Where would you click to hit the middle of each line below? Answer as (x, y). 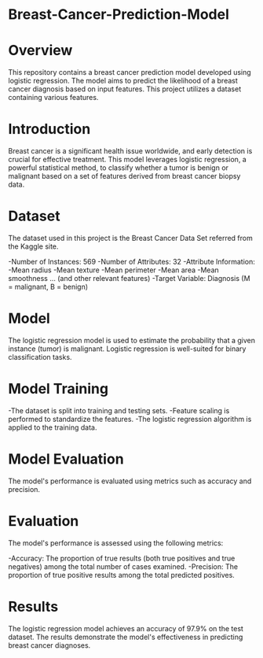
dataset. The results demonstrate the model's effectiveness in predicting (126, 637)
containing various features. (53, 98)
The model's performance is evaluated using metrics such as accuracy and (130, 481)
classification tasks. (40, 357)
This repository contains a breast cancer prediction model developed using (130, 72)
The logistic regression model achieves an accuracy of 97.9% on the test (126, 628)
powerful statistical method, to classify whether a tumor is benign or (119, 168)
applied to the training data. (53, 427)
